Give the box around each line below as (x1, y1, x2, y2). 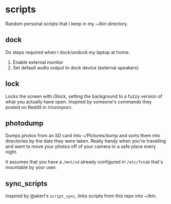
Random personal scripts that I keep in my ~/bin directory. (5, 21, 128, 27)
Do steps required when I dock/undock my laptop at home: (5, 49, 130, 55)
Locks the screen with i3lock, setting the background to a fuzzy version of (5, 93, 163, 99)
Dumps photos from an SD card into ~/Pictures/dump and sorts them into (5, 133, 161, 139)
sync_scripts (5, 179, 48, 188)
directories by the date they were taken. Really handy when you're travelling (5, 138, 166, 144)
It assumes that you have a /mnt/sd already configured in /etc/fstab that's (5, 159, 163, 165)
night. (5, 149, 18, 155)
